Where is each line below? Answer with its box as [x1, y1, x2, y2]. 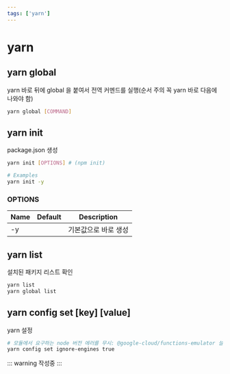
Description [78, 212, 118, 222]
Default [36, 212, 62, 222]
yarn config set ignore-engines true [7, 346, 115, 353]
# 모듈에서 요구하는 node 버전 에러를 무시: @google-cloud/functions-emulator [7, 340, 216, 347]
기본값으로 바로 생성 [68, 225, 129, 235]
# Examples [7, 172, 38, 179]
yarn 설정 [7, 326, 33, 334]
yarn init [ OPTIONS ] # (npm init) [7, 160, 106, 166]
